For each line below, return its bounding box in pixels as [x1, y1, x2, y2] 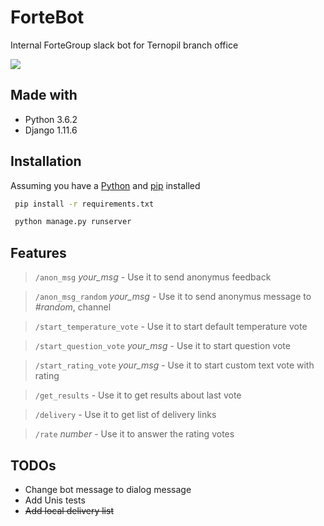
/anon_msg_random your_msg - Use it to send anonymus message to [34, 291, 312, 303]
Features [10, 244, 67, 261]
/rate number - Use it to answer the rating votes [34, 428, 235, 440]
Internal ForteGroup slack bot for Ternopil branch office [10, 39, 239, 51]
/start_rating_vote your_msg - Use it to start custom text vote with [34, 359, 315, 371]
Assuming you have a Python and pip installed [10, 179, 201, 191]
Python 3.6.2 [24, 113, 78, 125]
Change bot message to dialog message [24, 483, 192, 495]
